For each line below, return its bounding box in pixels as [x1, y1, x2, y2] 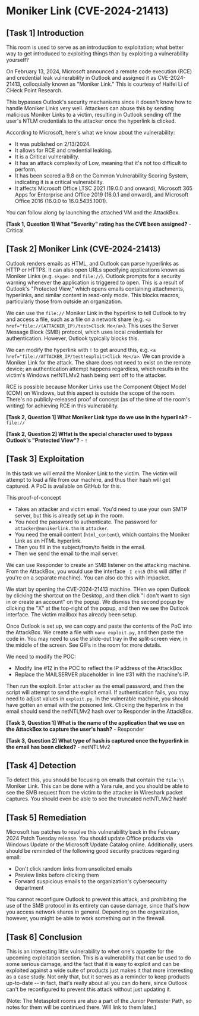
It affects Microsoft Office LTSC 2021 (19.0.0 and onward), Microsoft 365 [14, 185, 193, 192]
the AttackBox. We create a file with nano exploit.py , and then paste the [6, 628, 184, 635]
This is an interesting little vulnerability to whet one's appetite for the [6, 948, 174, 955]
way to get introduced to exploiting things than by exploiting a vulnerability [6, 50, 189, 57]
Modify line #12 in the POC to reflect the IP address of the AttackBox [14, 664, 182, 671]
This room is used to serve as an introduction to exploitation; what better [6, 43, 184, 51]
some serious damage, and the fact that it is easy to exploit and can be [6, 961, 180, 968]
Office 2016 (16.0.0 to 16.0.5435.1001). [14, 198, 108, 204]
